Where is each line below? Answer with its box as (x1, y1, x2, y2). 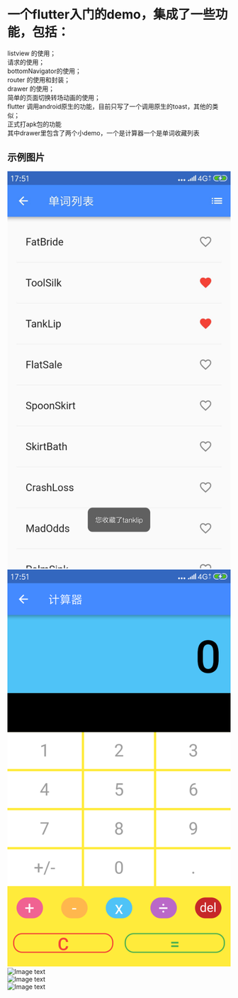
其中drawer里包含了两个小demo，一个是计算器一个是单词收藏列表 (7, 128, 200, 137)
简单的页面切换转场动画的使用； (7, 93, 101, 101)
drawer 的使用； (7, 84, 55, 93)
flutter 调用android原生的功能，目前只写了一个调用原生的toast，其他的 (7, 102, 212, 111)
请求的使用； (7, 57, 45, 66)
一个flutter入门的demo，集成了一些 (7, 6, 216, 23)
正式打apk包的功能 (7, 120, 62, 128)
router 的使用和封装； (7, 75, 71, 84)
